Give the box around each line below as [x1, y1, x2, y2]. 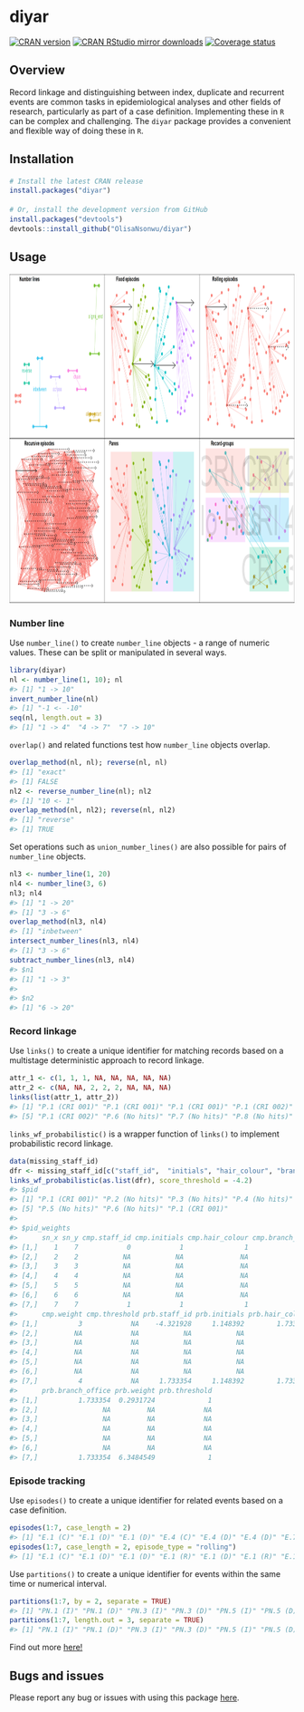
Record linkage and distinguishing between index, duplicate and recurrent [9, 86, 285, 97]
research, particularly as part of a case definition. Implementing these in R [9, 106, 285, 117]
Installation [9, 151, 74, 167]
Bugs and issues [9, 1668, 105, 1683]
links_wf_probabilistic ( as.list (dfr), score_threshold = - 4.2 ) [9, 1175, 253, 1185]
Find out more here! [9, 1642, 83, 1653]
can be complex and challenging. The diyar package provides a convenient [9, 115, 291, 126]
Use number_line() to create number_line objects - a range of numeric [9, 637, 270, 648]
